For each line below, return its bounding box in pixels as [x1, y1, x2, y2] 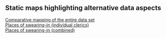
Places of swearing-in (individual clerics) [5, 22, 89, 28]
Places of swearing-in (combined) [5, 27, 75, 33]
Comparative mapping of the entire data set [5, 17, 95, 22]
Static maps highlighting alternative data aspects [5, 4, 162, 12]
